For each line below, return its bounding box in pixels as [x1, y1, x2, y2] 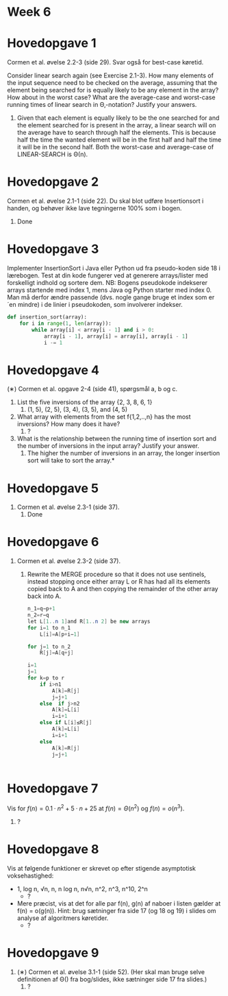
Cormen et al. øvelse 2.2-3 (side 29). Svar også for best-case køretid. [7, 58, 204, 66]
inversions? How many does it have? [16, 420, 121, 428]
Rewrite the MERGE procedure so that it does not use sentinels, [27, 570, 207, 579]
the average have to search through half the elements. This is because [16, 128, 216, 137]
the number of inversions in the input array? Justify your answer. [16, 442, 200, 450]
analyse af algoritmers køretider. [16, 914, 109, 922]
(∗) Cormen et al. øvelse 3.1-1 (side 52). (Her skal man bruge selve [16, 967, 205, 976]
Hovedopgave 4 [7, 362, 100, 377]
